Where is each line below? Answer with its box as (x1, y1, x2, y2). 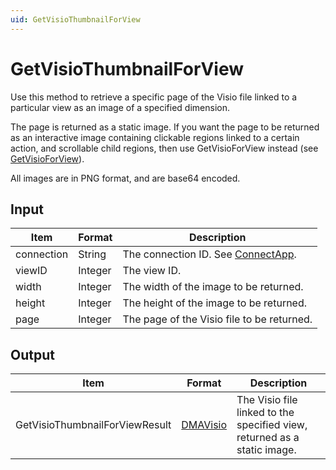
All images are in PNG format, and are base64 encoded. (10, 172, 241, 184)
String (78, 247, 107, 261)
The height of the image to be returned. (122, 296, 308, 310)
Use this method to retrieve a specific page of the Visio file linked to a (10, 91, 298, 103)
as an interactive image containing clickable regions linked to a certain (10, 131, 300, 143)
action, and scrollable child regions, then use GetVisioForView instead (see (10, 142, 319, 154)
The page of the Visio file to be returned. (122, 312, 313, 326)
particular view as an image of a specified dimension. (10, 101, 230, 113)
